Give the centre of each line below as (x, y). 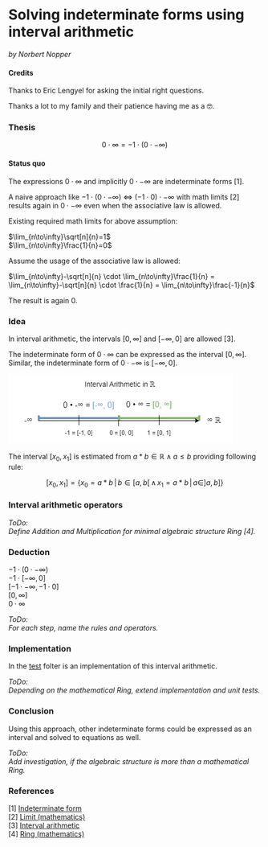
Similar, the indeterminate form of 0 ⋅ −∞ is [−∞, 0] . (93, 363)
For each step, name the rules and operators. (83, 628)
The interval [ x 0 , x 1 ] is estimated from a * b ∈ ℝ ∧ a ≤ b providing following (132, 457)
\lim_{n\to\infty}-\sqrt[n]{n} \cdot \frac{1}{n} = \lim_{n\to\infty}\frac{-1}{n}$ (132, 285)
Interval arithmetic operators (65, 505)
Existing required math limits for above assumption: (93, 221)
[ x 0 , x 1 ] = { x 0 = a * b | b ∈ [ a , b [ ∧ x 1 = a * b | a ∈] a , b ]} (135, 483)
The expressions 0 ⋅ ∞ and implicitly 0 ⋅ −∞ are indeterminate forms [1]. (126, 181)
